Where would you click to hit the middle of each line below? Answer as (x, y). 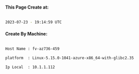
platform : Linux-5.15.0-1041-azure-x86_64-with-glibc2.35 (70, 58)
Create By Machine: (26, 33)
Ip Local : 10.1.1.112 (30, 67)
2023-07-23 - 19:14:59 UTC (33, 22)
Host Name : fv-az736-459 (32, 49)
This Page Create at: (27, 7)
